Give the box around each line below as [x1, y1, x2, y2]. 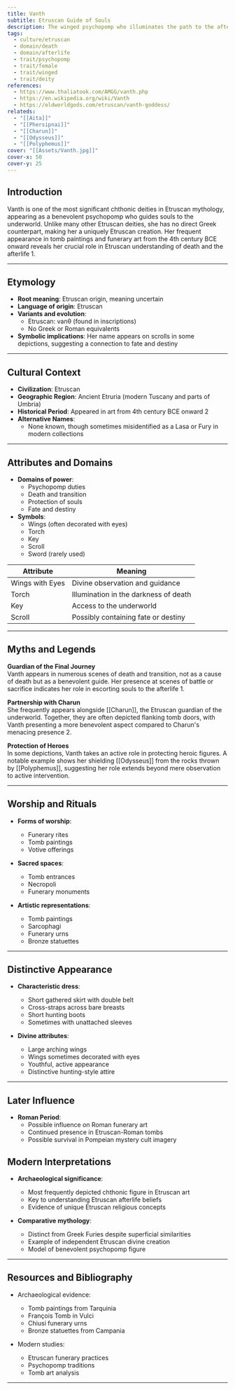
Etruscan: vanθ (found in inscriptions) [27, 317, 136, 326]
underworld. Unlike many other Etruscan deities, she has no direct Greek [7, 219, 217, 228]
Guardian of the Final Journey [7, 662, 96, 670]
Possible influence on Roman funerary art [27, 1121, 148, 1129]
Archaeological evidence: [17, 1290, 91, 1299]
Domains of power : [17, 475, 74, 484]
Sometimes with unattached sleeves [27, 1018, 133, 1027]
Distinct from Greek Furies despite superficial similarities [27, 1230, 191, 1239]
